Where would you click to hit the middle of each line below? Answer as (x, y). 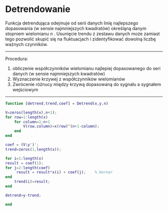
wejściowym (25, 89)
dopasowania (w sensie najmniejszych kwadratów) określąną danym (76, 28)
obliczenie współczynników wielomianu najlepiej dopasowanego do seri (86, 68)
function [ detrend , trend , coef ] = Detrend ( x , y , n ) (57, 103)
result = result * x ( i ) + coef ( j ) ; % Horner (64, 172)
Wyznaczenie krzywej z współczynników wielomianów (69, 79)
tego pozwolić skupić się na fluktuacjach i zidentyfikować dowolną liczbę (80, 39)
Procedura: (17, 58)
